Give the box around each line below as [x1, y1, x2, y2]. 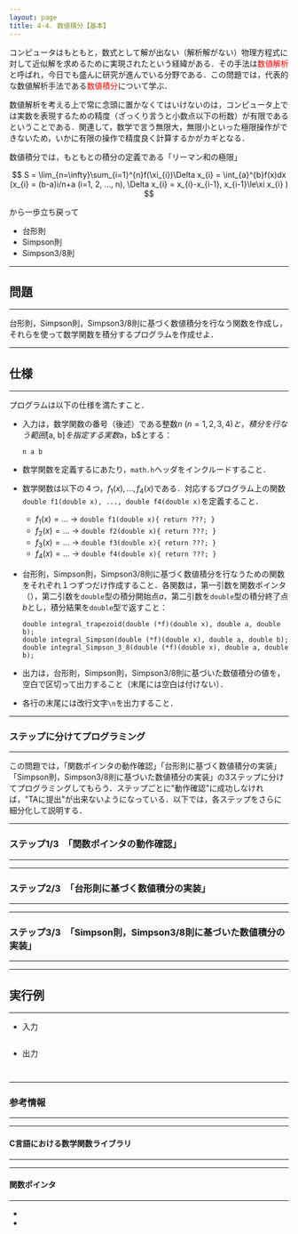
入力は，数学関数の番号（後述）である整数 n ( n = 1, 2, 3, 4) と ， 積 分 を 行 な [21, 419, 288, 430]
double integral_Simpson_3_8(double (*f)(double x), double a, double [21, 643, 289, 652]
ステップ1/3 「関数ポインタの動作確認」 [9, 838, 182, 851]
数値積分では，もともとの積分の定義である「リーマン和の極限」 [9, 151, 242, 162]
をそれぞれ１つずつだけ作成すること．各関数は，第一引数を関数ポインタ [21, 580, 286, 591]
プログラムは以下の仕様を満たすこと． [9, 399, 149, 410]
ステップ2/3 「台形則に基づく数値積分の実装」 [9, 882, 211, 894]
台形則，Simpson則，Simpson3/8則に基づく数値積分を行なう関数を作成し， [9, 318, 287, 329]
